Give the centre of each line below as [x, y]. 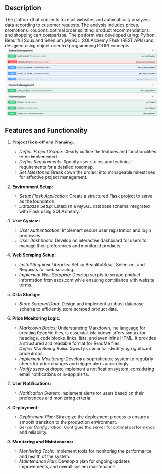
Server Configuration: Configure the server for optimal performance [87, 427]
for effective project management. [53, 177]
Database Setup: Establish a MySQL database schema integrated [85, 206]
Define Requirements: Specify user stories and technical [75, 162]
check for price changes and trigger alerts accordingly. [74, 364]
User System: [26, 221]
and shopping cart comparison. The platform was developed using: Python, [81, 35]
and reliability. [33, 432]
